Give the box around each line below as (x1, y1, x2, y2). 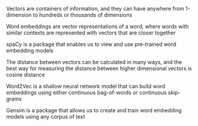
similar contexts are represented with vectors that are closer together (6, 29, 176, 36)
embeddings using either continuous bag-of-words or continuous (6, 89, 167, 96)
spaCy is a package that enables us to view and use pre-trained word (6, 41, 177, 48)
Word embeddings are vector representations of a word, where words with (6, 23, 189, 30)
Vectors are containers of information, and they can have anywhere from (6, 5, 184, 12)
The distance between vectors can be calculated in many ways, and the (6, 59, 183, 65)
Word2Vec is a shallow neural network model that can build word (6, 83, 165, 90)
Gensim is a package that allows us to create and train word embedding (6, 107, 182, 114)
